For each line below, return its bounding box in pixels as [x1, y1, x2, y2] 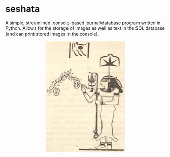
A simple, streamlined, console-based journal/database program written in [5, 20, 161, 26]
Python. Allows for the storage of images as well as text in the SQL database [5, 25, 165, 31]
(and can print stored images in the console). [5, 30, 99, 37]
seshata [5, 3, 40, 15]
